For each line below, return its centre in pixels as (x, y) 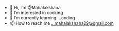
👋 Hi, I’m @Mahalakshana (35, 8)
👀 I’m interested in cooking (36, 13)
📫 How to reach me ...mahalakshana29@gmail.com (62, 23)
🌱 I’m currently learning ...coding (42, 18)
